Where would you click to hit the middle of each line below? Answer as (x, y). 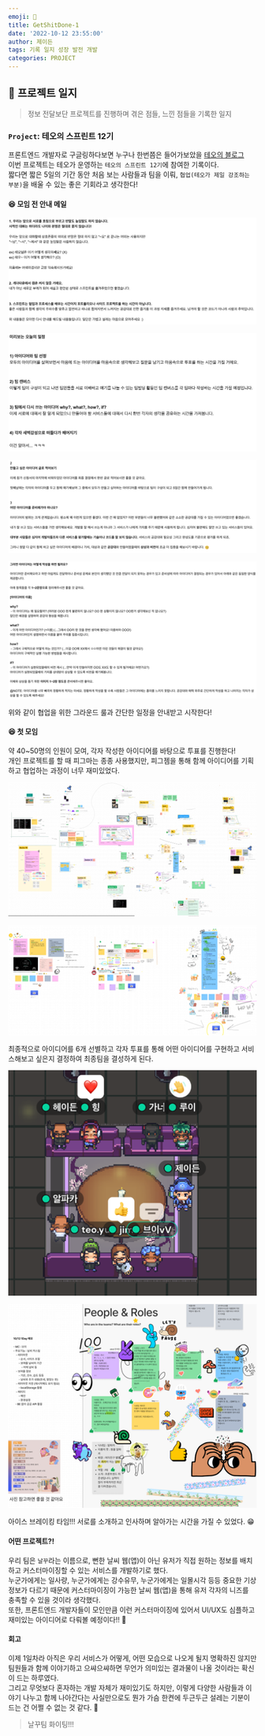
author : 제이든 (31, 42)
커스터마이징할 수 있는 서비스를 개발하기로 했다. (95, 1570)
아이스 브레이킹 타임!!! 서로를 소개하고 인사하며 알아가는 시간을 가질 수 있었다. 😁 (131, 1522)
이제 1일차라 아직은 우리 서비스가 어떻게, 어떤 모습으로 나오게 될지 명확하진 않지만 (132, 1658)
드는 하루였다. (37, 1678)
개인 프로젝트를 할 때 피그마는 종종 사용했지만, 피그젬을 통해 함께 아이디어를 (124, 760)
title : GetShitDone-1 (44, 25)
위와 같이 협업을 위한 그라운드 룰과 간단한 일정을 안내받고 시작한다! (110, 712)
